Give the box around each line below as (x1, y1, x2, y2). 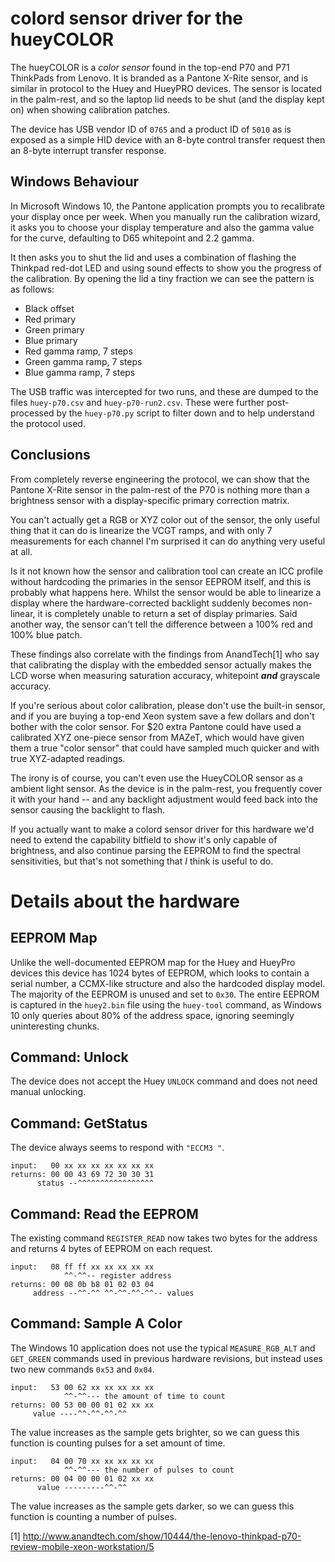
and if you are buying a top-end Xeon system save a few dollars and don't (10, 710, 315, 722)
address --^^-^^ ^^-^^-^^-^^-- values (32, 1288, 195, 1298)
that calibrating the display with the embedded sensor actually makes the (10, 658, 312, 671)
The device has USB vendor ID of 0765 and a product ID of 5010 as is (10, 123, 292, 135)
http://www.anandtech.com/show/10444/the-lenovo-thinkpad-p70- (22, 1530, 302, 1542)
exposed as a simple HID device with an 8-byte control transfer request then (10, 133, 326, 146)
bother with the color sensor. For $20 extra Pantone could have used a (10, 720, 302, 732)
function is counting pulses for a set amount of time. (10, 1437, 226, 1449)
